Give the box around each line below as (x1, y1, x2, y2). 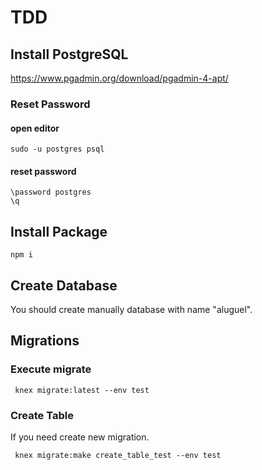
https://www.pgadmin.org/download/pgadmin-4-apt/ (10, 72, 229, 84)
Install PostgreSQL (10, 46, 129, 63)
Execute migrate (10, 362, 92, 376)
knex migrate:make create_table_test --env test (14, 450, 222, 460)
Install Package (10, 223, 108, 240)
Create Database (10, 277, 118, 294)
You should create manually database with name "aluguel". (10, 303, 253, 315)
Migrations (10, 332, 80, 350)
